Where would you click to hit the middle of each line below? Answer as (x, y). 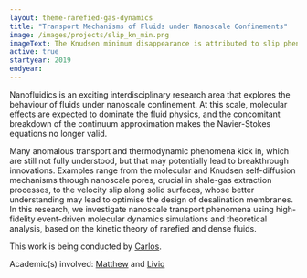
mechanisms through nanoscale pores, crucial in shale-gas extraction (141, 180)
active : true (34, 52)
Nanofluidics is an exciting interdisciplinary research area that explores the (150, 94)
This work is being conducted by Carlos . (85, 246)
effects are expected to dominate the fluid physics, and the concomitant (145, 114)
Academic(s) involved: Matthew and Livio (87, 263)
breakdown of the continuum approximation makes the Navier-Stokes (140, 123)
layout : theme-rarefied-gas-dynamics (81, 18)
